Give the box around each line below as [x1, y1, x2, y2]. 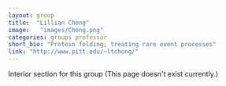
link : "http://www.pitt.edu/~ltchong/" [8, 48, 139, 56]
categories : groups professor [8, 33, 108, 41]
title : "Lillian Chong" [8, 19, 90, 27]
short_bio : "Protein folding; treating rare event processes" [8, 41, 217, 48]
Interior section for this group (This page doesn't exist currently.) [8, 70, 219, 78]
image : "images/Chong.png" [8, 26, 104, 34]
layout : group [8, 11, 55, 20]
